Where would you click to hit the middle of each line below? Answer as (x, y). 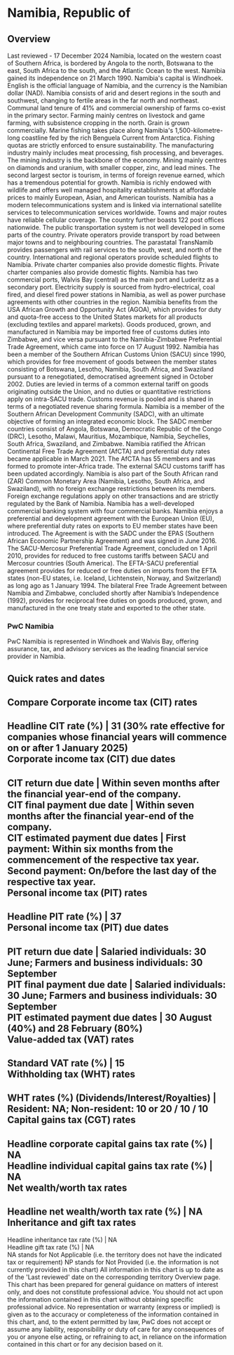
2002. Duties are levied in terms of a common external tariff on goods (108, 384)
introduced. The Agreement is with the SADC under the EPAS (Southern (111, 533)
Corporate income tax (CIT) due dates (91, 759)
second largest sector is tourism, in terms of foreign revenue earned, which (116, 175)
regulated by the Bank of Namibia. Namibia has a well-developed (101, 503)
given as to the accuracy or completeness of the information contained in (113, 1314)
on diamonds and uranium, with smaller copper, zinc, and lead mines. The (114, 168)
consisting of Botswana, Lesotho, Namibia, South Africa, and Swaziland (111, 369)
